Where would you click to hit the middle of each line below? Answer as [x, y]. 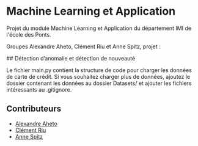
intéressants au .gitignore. [39, 89]
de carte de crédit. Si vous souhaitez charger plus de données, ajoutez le [98, 76]
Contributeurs [34, 109]
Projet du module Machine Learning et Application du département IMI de [99, 28]
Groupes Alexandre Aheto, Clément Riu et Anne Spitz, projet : [83, 46]
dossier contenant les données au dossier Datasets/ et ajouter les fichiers [99, 83]
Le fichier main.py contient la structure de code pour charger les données [99, 70]
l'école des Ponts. [29, 34]
